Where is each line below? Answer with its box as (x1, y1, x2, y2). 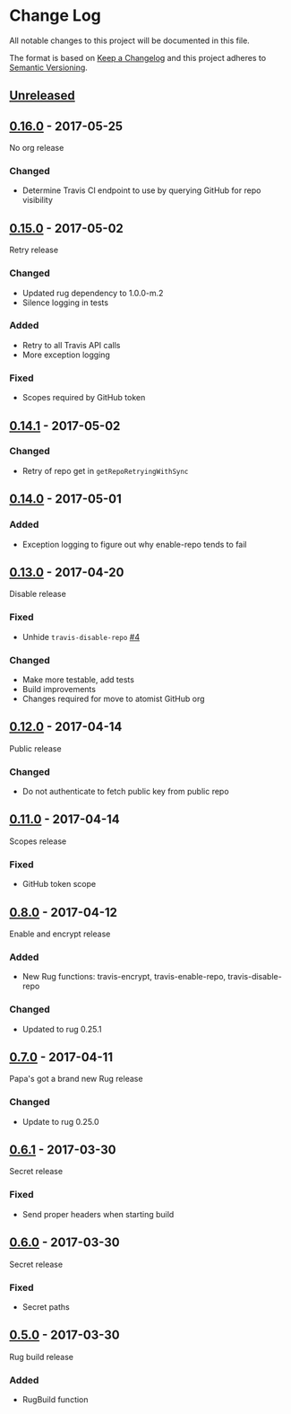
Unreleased (9, 88, 76, 103)
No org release (9, 143, 64, 154)
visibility (21, 195, 54, 206)
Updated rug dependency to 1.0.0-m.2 (21, 287, 164, 298)
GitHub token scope (21, 879, 97, 890)
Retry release (9, 244, 59, 256)
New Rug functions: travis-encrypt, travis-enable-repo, (21, 971, 227, 982)
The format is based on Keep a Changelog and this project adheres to (9, 52, 267, 63)
